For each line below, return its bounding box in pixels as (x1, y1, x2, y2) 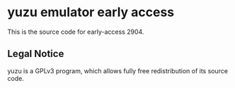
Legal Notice (7, 48, 64, 60)
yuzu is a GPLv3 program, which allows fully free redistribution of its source (7, 66, 229, 75)
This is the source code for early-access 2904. (7, 27, 144, 36)
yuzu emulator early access (7, 4, 175, 20)
